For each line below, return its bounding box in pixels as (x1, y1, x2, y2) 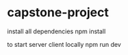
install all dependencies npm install (7, 27, 106, 35)
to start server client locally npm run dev (7, 40, 121, 48)
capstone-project (7, 5, 110, 20)
